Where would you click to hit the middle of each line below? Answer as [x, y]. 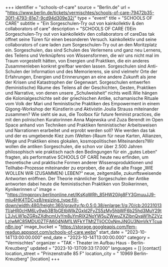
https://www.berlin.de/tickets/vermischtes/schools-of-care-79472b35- [81, 13]
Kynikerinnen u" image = [31, 189]
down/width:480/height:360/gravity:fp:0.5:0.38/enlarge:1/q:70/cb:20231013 [83, 205]
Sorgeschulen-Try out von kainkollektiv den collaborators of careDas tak [80, 34]
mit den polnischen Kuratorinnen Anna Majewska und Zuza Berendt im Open [84, 120]
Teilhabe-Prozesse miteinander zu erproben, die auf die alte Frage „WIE [79, 168]
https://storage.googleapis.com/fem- [99, 227]
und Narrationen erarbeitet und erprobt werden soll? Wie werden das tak [80, 130]
